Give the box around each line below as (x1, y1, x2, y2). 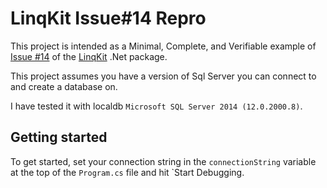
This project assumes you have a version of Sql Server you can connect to (10, 70, 317, 82)
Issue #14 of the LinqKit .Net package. (10, 50, 168, 62)
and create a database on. (10, 80, 118, 92)
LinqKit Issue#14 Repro (10, 7, 207, 30)
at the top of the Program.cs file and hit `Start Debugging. (10, 166, 245, 178)
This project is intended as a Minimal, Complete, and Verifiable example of (10, 40, 317, 52)
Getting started (10, 129, 108, 146)
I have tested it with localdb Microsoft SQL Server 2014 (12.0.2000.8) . (10, 100, 303, 112)
